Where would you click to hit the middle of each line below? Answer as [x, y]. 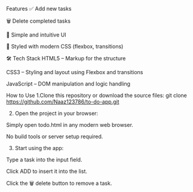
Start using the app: [39, 148]
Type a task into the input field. [44, 160]
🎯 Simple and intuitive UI [36, 35]
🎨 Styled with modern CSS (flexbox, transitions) [65, 46]
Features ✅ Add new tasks [39, 9]
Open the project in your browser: [56, 113]
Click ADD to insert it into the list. [47, 171]
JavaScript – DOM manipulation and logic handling [68, 84]
